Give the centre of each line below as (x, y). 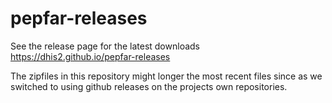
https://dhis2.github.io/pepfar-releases (90, 56)
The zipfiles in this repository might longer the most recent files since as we (166, 76)
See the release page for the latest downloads (105, 46)
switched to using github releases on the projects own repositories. (149, 86)
